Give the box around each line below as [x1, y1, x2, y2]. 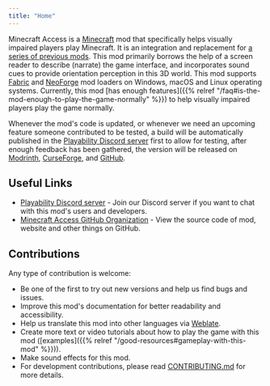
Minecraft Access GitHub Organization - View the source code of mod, [19, 215, 256, 225]
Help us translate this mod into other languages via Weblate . [19, 319, 221, 329]
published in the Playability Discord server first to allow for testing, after [8, 135, 247, 146]
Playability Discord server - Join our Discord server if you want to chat [19, 197, 255, 207]
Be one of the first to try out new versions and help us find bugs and [19, 284, 248, 294]
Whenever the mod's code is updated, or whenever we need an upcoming [8, 118, 256, 128]
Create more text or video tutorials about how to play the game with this [19, 327, 259, 337]
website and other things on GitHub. [19, 223, 141, 233]
